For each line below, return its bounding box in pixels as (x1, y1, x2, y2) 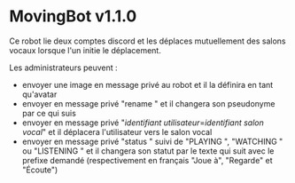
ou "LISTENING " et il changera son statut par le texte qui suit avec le (21, 145, 275, 156)
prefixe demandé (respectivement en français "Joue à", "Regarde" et (21, 155, 273, 165)
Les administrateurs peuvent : (9, 62, 118, 73)
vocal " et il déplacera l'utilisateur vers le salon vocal (21, 126, 213, 137)
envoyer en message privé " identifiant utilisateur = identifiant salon (21, 117, 264, 128)
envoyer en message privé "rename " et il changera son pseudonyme (21, 98, 276, 108)
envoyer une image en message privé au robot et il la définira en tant (21, 79, 274, 90)
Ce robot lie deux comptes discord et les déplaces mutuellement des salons (9, 36, 286, 46)
